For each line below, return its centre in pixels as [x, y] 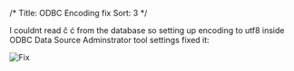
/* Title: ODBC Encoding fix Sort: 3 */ [78, 13]
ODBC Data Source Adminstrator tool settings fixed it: [110, 40]
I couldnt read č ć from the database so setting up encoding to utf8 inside [147, 30]
